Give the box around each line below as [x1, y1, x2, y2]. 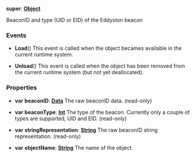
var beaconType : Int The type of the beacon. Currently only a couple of [14, 108, 190, 116]
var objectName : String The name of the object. [14, 144, 133, 151]
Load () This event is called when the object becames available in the [14, 44, 182, 52]
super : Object [6, 5, 41, 12]
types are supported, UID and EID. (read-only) [14, 115, 127, 122]
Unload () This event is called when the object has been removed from [14, 62, 185, 70]
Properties [6, 84, 37, 92]
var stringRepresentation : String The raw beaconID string [14, 126, 158, 133]
